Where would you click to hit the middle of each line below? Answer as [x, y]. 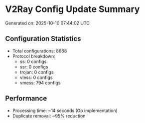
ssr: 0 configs [34, 66]
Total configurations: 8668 [40, 50]
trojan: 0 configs [37, 72]
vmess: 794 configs [40, 82]
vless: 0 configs [36, 77]
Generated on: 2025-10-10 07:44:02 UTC [47, 23]
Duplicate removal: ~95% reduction [49, 115]
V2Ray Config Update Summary [72, 9]
